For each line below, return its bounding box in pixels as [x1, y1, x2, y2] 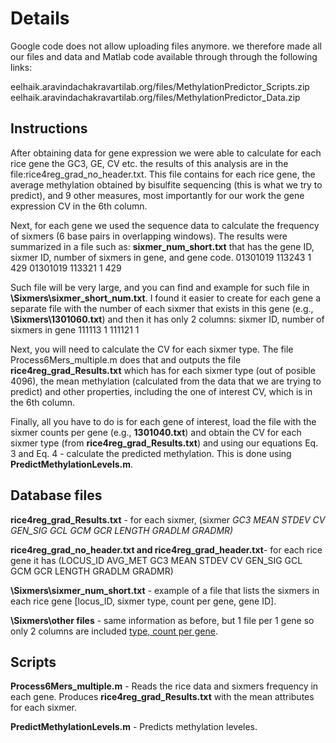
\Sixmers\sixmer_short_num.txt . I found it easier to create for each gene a [10, 292, 322, 304]
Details [10, 7, 70, 30]
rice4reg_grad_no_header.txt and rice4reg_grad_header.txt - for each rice [10, 543, 323, 556]
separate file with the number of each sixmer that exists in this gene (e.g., [10, 302, 314, 314]
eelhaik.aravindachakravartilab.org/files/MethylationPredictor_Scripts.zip [10, 80, 310, 92]
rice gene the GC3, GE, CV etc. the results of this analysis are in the [10, 157, 289, 169]
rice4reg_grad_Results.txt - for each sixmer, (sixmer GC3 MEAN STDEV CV [10, 513, 326, 526]
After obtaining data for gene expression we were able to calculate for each [10, 147, 322, 159]
